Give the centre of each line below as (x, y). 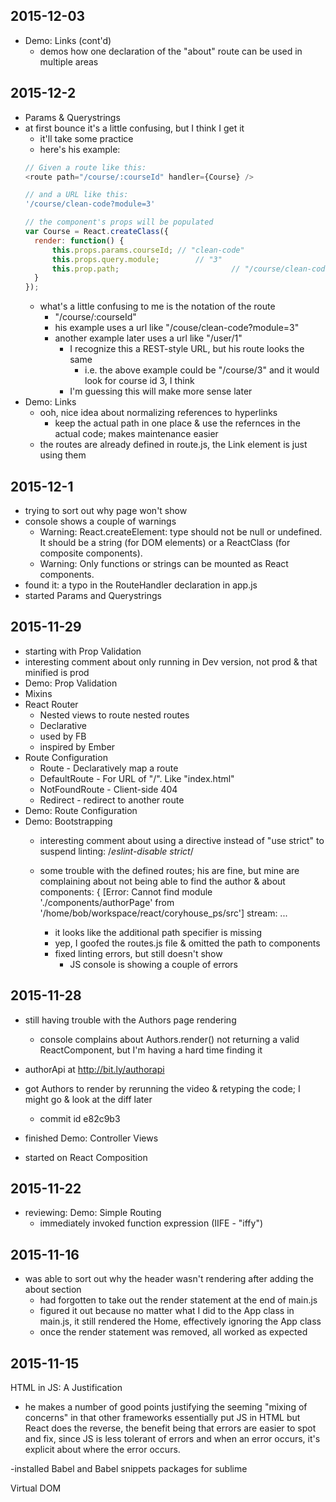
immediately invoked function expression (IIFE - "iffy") (151, 1223)
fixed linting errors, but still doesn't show (138, 953)
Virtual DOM (36, 1488)
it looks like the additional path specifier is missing (158, 932)
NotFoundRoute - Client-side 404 (108, 789)
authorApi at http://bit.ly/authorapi (94, 1069)
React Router (51, 704)
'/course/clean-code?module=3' (90, 204)
